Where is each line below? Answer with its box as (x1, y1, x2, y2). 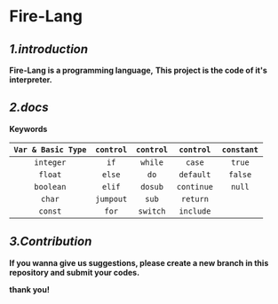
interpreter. (9, 74, 52, 85)
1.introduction (9, 42, 89, 57)
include (179, 206, 211, 216)
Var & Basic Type (13, 144, 87, 154)
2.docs (9, 100, 49, 115)
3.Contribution (9, 234, 92, 249)
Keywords (9, 123, 48, 134)
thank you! (9, 284, 51, 294)
